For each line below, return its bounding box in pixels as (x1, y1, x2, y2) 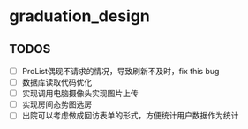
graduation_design (9, 6, 150, 27)
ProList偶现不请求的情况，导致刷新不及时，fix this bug (21, 66, 220, 76)
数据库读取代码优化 (21, 77, 93, 87)
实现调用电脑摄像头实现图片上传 (21, 88, 139, 99)
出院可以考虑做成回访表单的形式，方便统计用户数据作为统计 (21, 110, 239, 121)
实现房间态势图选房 (21, 99, 93, 110)
